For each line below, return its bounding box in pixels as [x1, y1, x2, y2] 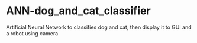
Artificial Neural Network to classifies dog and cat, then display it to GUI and [6, 24, 192, 31]
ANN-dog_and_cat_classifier [6, 4, 151, 18]
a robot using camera [6, 29, 59, 37]
